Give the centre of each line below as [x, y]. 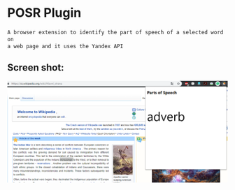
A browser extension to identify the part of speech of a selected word [115, 32]
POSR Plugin [44, 13]
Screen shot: [36, 68]
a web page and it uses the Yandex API [65, 46]
